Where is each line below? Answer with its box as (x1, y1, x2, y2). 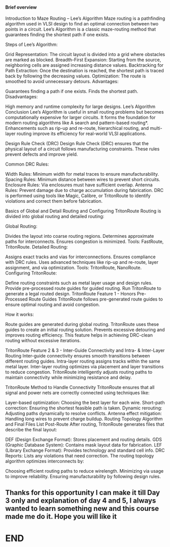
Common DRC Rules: (5, 161, 49, 168)
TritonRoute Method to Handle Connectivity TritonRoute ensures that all (5, 385, 155, 391)
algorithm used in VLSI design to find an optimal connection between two (5, 21, 159, 27)
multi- (150, 125, 162, 131)
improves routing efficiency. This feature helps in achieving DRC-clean (5, 332, 153, 338)
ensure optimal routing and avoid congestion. (5, 302, 100, 308)
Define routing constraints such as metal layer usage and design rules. (5, 280, 153, 286)
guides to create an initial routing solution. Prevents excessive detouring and (5, 326, 165, 333)
